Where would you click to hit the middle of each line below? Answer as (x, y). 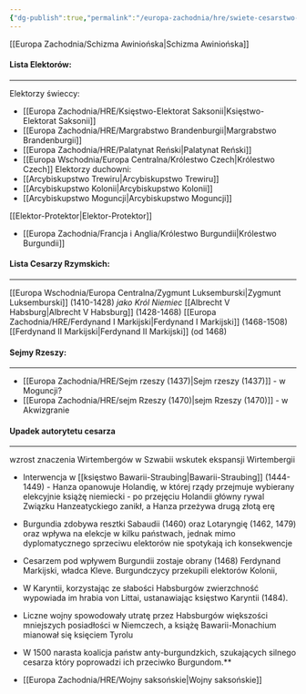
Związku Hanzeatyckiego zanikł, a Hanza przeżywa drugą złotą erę (148, 506)
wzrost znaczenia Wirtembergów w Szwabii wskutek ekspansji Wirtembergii (153, 460)
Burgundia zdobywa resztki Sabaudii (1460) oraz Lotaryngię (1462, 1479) (159, 524)
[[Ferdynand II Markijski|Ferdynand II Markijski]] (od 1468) (118, 332)
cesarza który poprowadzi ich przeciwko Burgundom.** (127, 662)
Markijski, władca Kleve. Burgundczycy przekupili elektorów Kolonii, (150, 571)
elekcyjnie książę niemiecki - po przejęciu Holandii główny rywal (143, 496)
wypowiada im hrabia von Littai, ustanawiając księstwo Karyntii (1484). (155, 598)
